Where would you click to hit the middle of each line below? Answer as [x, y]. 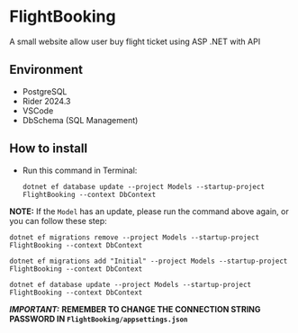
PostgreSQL [45, 91]
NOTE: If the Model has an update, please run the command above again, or [149, 211]
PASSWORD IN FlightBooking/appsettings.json [99, 319]
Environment [46, 70]
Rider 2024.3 [46, 101]
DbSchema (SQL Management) [80, 120]
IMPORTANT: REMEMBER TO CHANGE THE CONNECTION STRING [135, 309]
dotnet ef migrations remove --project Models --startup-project [134, 237]
